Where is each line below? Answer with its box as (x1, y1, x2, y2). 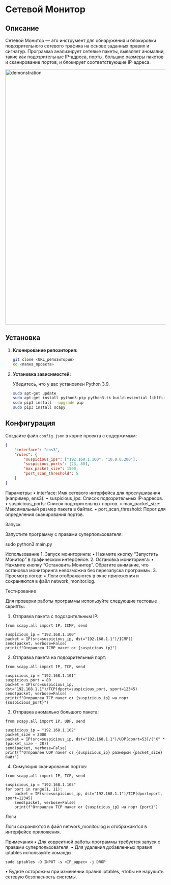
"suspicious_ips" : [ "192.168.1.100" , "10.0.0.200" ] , (23, 457, 138, 462)
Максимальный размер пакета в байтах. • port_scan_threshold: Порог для (5, 506, 166, 512)
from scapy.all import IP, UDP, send (5, 719, 85, 724)
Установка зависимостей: (12, 371, 71, 377)
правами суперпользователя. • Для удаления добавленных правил (5, 844, 153, 850)
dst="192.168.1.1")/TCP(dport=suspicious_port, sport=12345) (5, 686, 138, 692)
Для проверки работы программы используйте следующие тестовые (5, 598, 157, 604)
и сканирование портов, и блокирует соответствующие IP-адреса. (5, 59, 151, 65)
